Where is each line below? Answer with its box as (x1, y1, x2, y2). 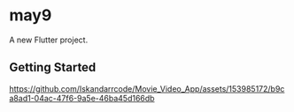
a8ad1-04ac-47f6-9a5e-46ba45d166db (9, 93, 155, 103)
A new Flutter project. (9, 34, 89, 45)
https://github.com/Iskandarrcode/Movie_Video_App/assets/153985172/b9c (9, 83, 285, 93)
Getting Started (9, 60, 97, 75)
